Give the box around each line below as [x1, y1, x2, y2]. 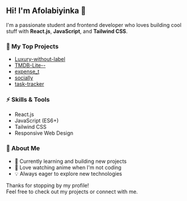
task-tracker [14, 80, 44, 88]
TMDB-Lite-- [14, 62, 46, 69]
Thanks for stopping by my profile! [6, 182, 89, 189]
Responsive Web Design [14, 130, 74, 137]
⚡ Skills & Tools [6, 96, 50, 104]
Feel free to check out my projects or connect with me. [6, 188, 138, 195]
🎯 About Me [6, 144, 40, 152]
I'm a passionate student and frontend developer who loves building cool [6, 21, 182, 28]
